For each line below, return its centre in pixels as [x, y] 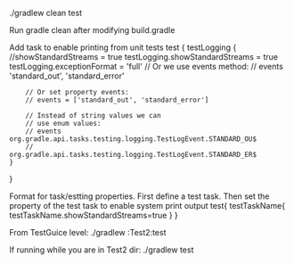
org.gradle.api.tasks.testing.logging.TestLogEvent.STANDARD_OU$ [133, 139]
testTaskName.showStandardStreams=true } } [94, 215]
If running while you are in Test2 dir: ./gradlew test [102, 250]
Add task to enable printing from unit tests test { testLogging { [123, 47]
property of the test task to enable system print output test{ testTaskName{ [147, 206]
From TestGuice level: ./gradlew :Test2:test [88, 232]
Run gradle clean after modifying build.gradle [92, 30]
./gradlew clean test [46, 13]
